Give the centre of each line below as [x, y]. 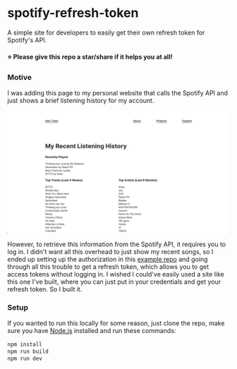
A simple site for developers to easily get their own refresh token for [106, 32]
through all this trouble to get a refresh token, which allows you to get [108, 267]
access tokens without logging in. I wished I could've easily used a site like [116, 274]
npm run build [28, 351]
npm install [25, 344]
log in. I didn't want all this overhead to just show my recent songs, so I [110, 252]
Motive [19, 78]
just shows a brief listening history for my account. [81, 100]
